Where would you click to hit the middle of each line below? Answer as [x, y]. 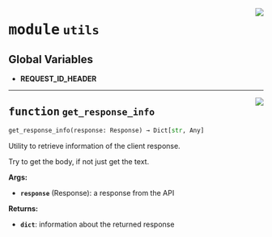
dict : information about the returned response [97, 224]
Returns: [23, 208]
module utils [54, 30]
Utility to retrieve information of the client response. [94, 146]
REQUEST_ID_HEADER [58, 78]
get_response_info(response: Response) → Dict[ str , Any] [106, 130]
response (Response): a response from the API [97, 193]
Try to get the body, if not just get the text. [79, 161]
